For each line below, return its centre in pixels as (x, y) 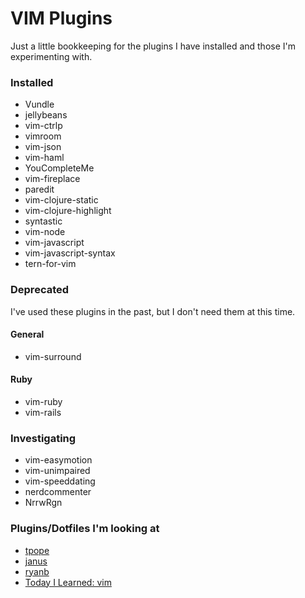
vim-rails (43, 412)
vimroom (43, 136)
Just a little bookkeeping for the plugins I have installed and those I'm (153, 46)
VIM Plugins (61, 18)
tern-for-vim (50, 264)
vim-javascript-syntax (70, 253)
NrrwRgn (43, 503)
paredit (39, 189)
